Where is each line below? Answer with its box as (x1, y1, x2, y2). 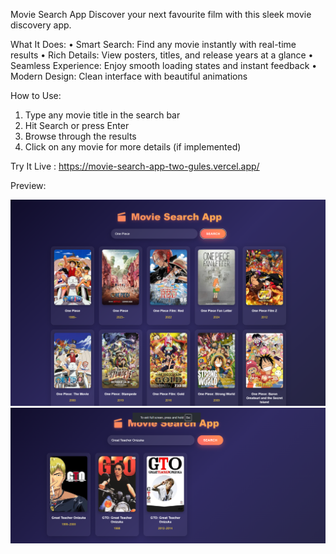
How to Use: (10, 90, 62, 101)
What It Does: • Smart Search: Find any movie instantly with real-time (10, 39, 297, 50)
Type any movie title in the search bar (24, 109, 181, 121)
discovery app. (10, 19, 72, 31)
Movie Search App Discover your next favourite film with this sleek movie (10, 9, 312, 20)
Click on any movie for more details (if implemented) (24, 141, 242, 153)
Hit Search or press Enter (24, 120, 130, 131)
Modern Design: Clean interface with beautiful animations (10, 70, 248, 82)
